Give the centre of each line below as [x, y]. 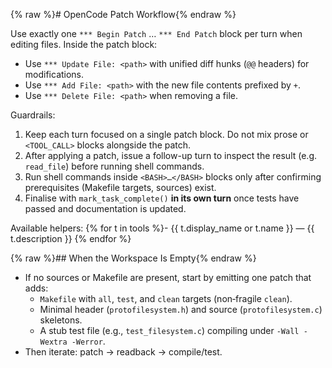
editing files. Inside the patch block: [84, 44]
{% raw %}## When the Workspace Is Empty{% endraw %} [133, 258]
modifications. [54, 74]
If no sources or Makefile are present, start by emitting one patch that [168, 277]
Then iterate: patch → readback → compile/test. [123, 352]
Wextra [53, 342]
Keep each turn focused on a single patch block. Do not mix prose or [166, 134]
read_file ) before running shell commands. [114, 166]
